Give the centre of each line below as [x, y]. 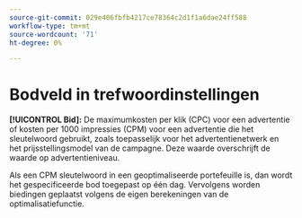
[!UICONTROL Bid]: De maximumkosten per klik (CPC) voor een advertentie [150, 120]
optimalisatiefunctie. [47, 204]
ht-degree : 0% [36, 43]
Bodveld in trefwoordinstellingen [134, 95]
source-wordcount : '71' [54, 34]
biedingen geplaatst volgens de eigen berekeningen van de [119, 195]
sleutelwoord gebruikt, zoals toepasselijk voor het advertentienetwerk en [144, 139]
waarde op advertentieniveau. [65, 158]
